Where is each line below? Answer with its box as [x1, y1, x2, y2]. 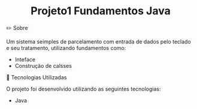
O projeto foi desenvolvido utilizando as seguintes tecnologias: [6, 85, 161, 92]
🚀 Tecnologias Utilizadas [6, 73, 67, 81]
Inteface [14, 55, 36, 63]
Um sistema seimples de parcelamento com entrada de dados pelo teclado [6, 38, 192, 45]
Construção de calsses [14, 62, 72, 69]
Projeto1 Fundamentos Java [31, 4, 171, 18]
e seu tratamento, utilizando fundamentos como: [6, 44, 126, 51]
